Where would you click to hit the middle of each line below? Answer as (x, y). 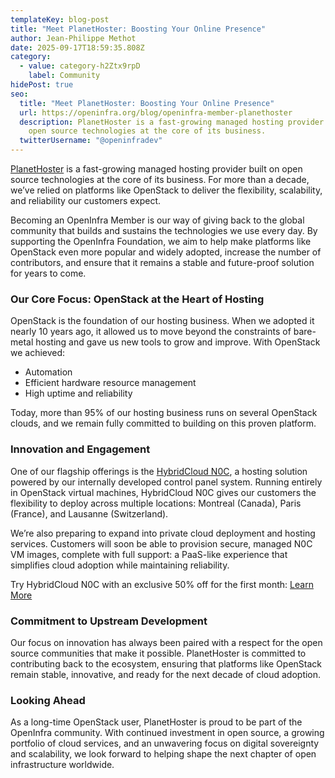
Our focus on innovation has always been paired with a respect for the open (166, 642)
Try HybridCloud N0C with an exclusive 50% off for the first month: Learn (162, 584)
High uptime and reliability (78, 393)
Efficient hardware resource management (110, 383)
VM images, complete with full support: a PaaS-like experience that (149, 554)
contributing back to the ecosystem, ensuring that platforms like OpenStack (166, 663)
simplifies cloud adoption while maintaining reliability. (120, 565)
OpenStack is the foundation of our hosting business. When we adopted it (162, 321)
